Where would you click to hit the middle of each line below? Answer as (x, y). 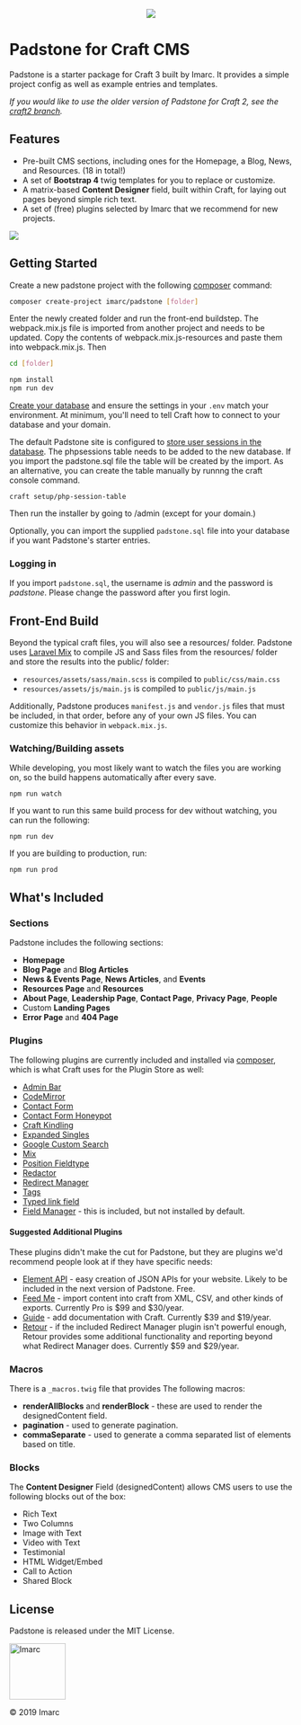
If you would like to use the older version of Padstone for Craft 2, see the (144, 101)
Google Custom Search (66, 1144)
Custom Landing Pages (66, 1008)
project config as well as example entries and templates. (114, 84)
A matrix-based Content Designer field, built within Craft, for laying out (154, 190)
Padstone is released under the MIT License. (92, 1631)
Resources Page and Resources (83, 989)
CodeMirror (44, 1097)
